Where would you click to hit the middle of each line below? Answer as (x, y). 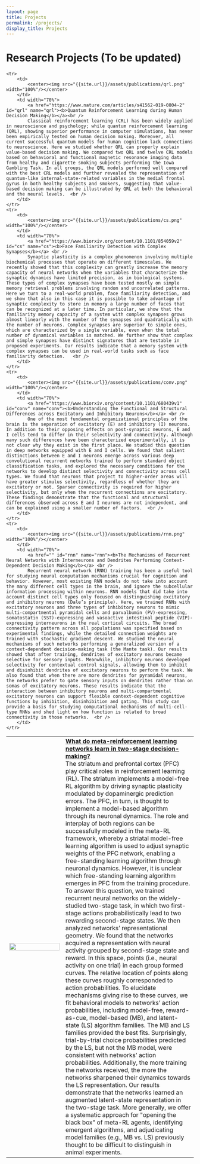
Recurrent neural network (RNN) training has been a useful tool (110, 571)
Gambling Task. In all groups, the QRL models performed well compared (97, 168)
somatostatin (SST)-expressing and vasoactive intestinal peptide (90, 618)
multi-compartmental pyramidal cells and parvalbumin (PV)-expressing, (97, 613)
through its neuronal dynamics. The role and (127, 816)
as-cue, (76, 1018)
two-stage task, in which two (129, 906)
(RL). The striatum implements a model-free (127, 779)
